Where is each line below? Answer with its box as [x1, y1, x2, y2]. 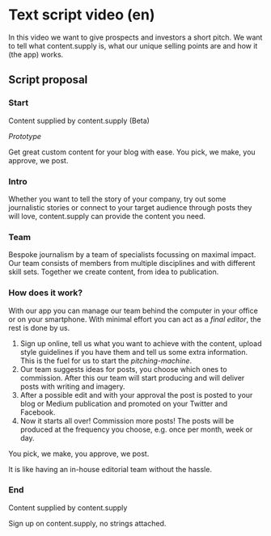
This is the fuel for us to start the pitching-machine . [19, 356, 193, 365]
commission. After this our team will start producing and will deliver [19, 373, 245, 382]
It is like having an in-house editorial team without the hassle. [8, 464, 213, 474]
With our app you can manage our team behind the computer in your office [8, 306, 259, 315]
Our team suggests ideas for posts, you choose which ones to [19, 364, 228, 374]
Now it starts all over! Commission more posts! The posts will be [19, 416, 235, 425]
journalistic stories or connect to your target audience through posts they [8, 202, 252, 212]
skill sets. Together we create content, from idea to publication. [8, 267, 219, 276]
